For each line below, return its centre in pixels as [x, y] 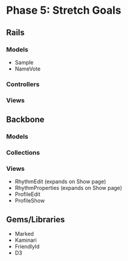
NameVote [27, 69]
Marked [24, 234]
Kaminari [26, 240]
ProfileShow [30, 201]
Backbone [25, 120]
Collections [23, 152]
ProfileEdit [27, 194]
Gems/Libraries [36, 219]
